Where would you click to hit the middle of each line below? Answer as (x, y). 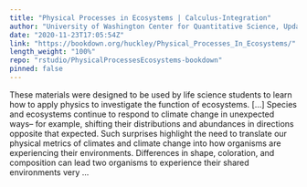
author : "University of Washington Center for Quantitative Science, (145, 26)
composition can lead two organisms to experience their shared (129, 162)
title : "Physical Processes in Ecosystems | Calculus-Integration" (141, 18)
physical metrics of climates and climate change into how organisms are (145, 143)
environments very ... (49, 172)
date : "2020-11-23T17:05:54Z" (67, 35)
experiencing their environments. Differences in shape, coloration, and (142, 152)
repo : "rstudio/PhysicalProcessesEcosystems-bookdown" (116, 60)
